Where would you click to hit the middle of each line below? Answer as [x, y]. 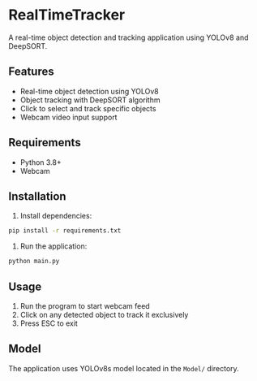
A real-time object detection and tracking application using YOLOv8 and [128, 37]
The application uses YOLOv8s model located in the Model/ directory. [124, 368]
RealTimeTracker [67, 15]
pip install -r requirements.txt [65, 231]
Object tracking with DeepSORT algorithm [90, 100]
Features [31, 72]
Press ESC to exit [49, 323]
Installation [37, 196]
